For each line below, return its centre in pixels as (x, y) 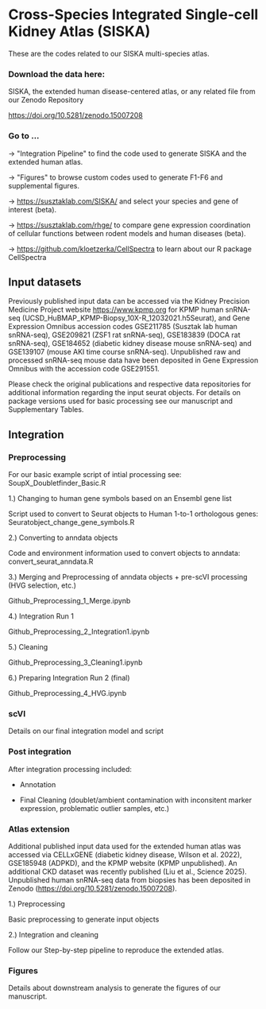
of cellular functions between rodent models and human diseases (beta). (127, 233)
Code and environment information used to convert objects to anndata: (124, 553)
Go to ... (24, 136)
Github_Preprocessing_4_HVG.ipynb (67, 693)
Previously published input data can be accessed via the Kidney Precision (129, 301)
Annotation (38, 784)
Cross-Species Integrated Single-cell (133, 15)
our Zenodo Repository (46, 100)
